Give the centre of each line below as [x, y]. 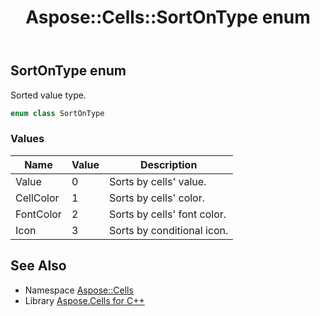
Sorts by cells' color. [157, 198]
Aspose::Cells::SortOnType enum [168, 17]
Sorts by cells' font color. [168, 214]
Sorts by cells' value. [158, 181]
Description [168, 164]
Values [27, 139]
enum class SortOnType [57, 113]
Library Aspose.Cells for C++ [84, 300]
